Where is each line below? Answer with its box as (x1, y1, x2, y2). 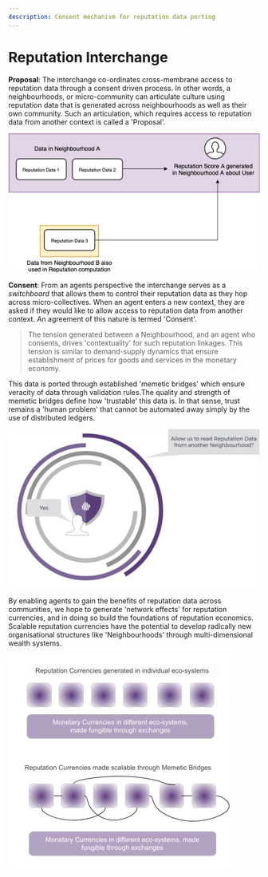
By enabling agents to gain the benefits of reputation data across (8, 596, 222, 606)
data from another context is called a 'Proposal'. (8, 117, 166, 127)
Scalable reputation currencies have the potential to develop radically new (8, 622, 252, 631)
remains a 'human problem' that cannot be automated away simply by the (8, 405, 250, 414)
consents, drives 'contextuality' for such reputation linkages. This (27, 338, 243, 348)
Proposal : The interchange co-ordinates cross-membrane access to (8, 74, 233, 84)
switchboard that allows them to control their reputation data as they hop (8, 289, 248, 298)
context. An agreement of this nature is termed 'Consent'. (8, 314, 197, 324)
